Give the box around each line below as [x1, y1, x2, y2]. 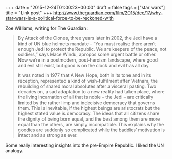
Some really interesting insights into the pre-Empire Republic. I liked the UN [5, 142, 164, 148]
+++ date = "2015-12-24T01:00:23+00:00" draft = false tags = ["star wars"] [5, 5, 165, 10]
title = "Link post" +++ [5, 10, 53, 16]
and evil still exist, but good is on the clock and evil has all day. [17, 63, 150, 68]
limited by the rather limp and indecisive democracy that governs [17, 100, 155, 106]
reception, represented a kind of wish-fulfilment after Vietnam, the [17, 78, 158, 84]
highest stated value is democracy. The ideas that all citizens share [17, 110, 160, 116]
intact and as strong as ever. [17, 132, 78, 138]
